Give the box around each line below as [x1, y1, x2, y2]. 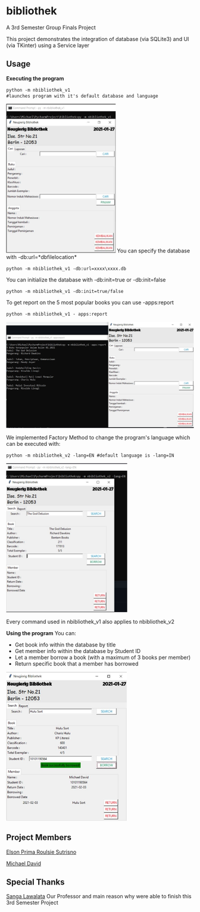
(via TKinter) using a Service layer [6, 42, 90, 49]
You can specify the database [117, 247, 190, 254]
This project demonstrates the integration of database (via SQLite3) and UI [6, 35, 189, 42]
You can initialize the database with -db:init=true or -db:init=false [6, 276, 166, 283]
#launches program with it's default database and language [6, 93, 159, 99]
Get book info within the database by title [14, 641, 116, 648]
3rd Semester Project [6, 899, 58, 906]
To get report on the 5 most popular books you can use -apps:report [6, 299, 174, 306]
